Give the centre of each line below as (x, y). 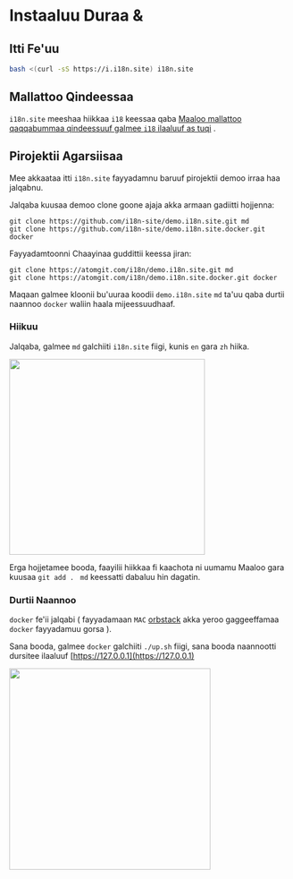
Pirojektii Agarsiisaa (66, 156)
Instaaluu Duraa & (76, 16)
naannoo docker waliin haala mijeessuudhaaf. (92, 303)
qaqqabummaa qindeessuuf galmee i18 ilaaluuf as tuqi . (113, 128)
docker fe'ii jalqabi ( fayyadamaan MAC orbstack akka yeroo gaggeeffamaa (144, 619)
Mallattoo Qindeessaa (71, 97)
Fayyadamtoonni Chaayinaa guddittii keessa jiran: (100, 253)
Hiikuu (24, 327)
